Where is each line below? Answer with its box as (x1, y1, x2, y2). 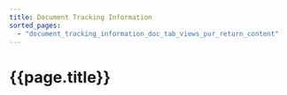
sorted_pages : (9, 21, 62, 30)
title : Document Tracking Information (9, 12, 152, 22)
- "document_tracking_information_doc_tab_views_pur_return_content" (17, 29, 279, 38)
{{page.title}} (9, 67, 111, 87)
